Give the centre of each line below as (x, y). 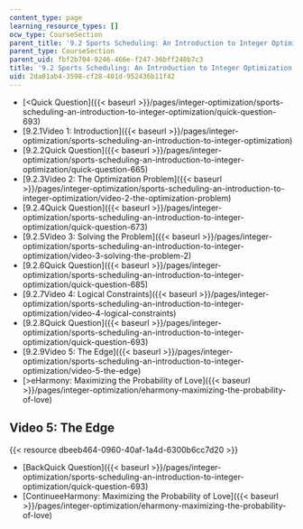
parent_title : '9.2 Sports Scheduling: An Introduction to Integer (139, 43)
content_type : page (46, 18)
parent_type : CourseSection (62, 51)
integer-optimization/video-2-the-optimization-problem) (127, 198)
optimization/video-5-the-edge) (82, 370)
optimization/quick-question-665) (85, 169)
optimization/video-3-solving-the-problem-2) (107, 255)
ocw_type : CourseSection (56, 34)
